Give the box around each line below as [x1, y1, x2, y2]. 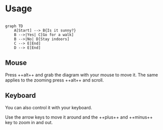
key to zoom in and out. [5, 119, 53, 125]
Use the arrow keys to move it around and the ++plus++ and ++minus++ [5, 114, 153, 120]
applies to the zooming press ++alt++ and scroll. [5, 77, 104, 83]
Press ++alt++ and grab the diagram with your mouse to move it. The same [5, 72, 158, 78]
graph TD [5, 23, 23, 29]
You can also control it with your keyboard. [5, 104, 92, 110]
